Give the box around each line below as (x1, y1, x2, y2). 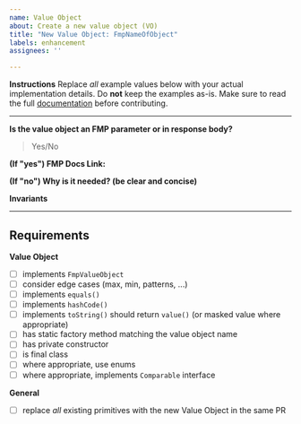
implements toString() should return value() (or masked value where (21, 309, 281, 320)
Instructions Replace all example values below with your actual (9, 79, 244, 90)
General (9, 387, 40, 398)
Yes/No (30, 141, 59, 152)
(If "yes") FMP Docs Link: (9, 159, 106, 169)
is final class (21, 349, 69, 359)
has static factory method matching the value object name (21, 329, 238, 340)
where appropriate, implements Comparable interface (21, 369, 216, 380)
